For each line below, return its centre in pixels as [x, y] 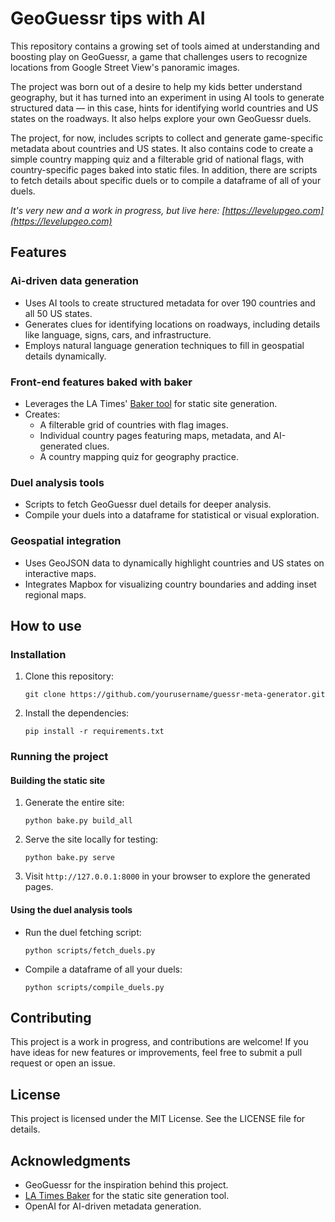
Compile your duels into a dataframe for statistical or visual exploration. [172, 515]
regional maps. [55, 594]
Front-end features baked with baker [101, 382]
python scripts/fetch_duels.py [90, 950]
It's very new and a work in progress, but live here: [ [118, 210]
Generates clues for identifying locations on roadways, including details [172, 324]
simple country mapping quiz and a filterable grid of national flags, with [157, 159]
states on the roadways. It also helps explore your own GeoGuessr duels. [161, 118]
